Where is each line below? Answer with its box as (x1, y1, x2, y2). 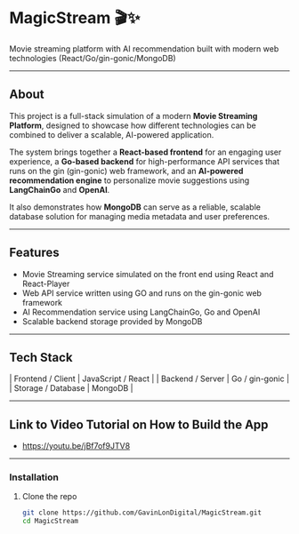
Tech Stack (9, 349, 73, 365)
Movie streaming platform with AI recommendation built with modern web (9, 43, 279, 54)
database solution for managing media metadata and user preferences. (9, 211, 270, 221)
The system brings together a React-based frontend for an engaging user (9, 147, 282, 157)
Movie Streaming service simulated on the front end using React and (21, 268, 274, 279)
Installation (9, 471, 60, 483)
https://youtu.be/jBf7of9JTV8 (21, 441, 131, 451)
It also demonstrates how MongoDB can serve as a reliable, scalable (9, 202, 261, 212)
